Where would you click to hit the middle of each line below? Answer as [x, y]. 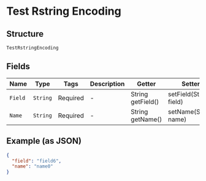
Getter [147, 84]
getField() [145, 102]
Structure [25, 34]
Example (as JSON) [44, 141]
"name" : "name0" [32, 166]
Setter [191, 84]
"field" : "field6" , [37, 161]
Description [107, 84]
